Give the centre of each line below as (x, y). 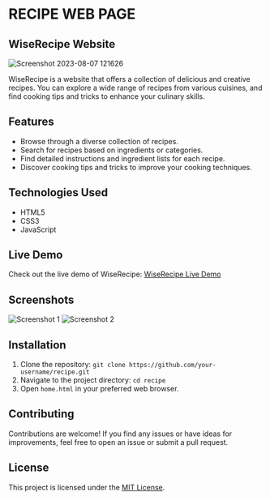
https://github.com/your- (172, 365)
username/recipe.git (55, 372)
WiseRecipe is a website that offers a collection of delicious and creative (130, 79)
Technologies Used (58, 192)
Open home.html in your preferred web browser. (99, 389)
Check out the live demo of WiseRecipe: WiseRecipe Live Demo (115, 274)
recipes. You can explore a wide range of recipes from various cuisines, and (135, 88)
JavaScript (38, 229)
